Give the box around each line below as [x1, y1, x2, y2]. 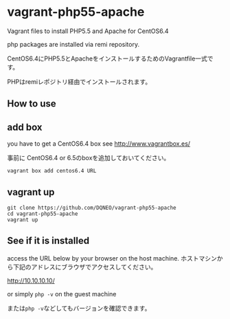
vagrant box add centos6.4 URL [7, 168, 97, 175]
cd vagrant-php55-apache [7, 210, 78, 217]
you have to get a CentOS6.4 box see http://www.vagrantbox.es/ [7, 140, 191, 148]
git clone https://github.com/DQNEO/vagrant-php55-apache [7, 204, 176, 211]
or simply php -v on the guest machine [7, 289, 117, 298]
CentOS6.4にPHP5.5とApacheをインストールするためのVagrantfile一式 [7, 54, 208, 63]
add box [7, 121, 43, 133]
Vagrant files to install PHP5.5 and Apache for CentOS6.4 [7, 27, 169, 35]
